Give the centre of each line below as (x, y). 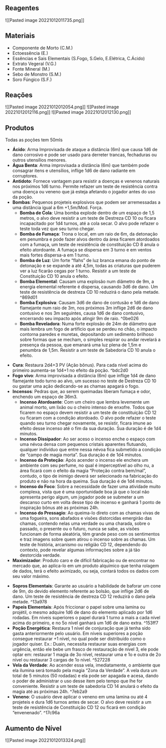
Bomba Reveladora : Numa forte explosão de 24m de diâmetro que (88, 324)
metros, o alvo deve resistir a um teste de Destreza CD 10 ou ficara (88, 218)
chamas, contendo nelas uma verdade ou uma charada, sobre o (85, 523)
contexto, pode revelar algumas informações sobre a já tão (80, 550)
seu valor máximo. (31, 577)
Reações (19, 95)
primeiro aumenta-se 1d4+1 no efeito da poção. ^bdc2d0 (70, 370)
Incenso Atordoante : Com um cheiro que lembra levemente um (84, 402)
